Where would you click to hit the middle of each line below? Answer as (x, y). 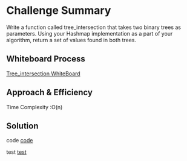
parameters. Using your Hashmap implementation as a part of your (90, 33)
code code (20, 140)
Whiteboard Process (46, 59)
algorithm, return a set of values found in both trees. (71, 40)
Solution (22, 126)
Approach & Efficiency (49, 93)
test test (17, 152)
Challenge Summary (59, 11)
